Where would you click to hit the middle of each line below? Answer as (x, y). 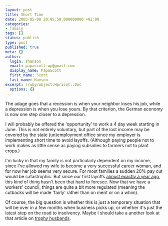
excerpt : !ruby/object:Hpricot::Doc (43, 84)
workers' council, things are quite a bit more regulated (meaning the (75, 187)
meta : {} (14, 52)
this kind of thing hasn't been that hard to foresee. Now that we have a (78, 182)
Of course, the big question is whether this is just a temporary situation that (83, 202)
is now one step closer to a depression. (46, 114)
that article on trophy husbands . (38, 218)
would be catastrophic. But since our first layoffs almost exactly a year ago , (83, 176)
